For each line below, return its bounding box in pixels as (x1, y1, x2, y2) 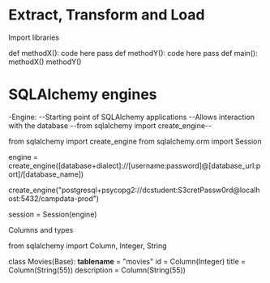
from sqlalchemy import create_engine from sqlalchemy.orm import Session (8, 136, 262, 146)
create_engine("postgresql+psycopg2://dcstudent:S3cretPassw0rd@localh (8, 185, 260, 195)
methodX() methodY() (8, 57, 82, 66)
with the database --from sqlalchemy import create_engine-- (8, 120, 212, 131)
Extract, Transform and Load (8, 6, 205, 24)
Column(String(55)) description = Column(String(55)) (8, 265, 186, 275)
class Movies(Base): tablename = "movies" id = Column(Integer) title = (8, 256, 246, 266)
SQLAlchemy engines (8, 85, 157, 104)
